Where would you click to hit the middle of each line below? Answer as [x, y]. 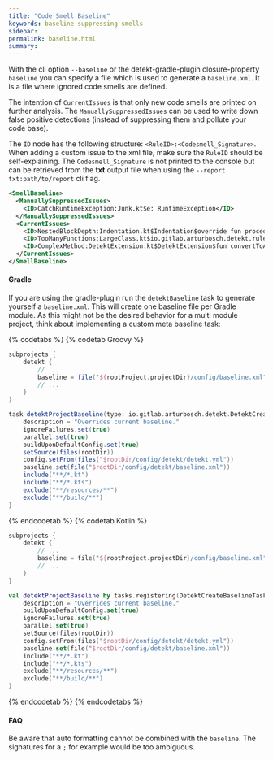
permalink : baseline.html [52, 39]
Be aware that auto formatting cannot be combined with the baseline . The [132, 738]
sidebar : [23, 31]
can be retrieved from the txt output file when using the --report [117, 170]
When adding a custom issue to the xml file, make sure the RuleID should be [136, 153]
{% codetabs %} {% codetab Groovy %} [76, 340]
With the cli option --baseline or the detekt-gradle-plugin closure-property [134, 69]
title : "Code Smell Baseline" [60, 16]
